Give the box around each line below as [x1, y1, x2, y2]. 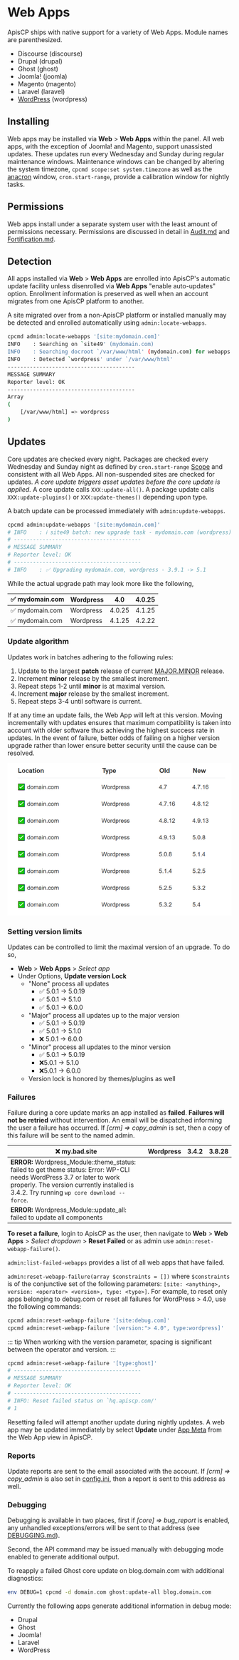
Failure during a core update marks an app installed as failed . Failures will [7, 1108, 225, 1117]
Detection [7, 255, 52, 268]
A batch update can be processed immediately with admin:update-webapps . [7, 506, 225, 515]
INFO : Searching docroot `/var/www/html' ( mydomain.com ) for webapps [7, 348, 231, 355]
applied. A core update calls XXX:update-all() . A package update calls [7, 485, 215, 493]
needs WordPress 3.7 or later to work [10, 1173, 120, 1182]
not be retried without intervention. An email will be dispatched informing [7, 1116, 223, 1125]
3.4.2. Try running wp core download [10, 1188, 116, 1197]
